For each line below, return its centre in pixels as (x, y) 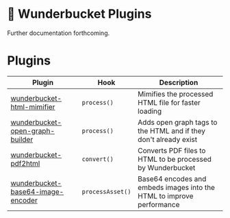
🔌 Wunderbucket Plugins (79, 14)
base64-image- (37, 191)
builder (22, 139)
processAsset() (106, 192)
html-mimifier (33, 107)
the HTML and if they (171, 131)
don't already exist (168, 139)
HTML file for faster (169, 102)
